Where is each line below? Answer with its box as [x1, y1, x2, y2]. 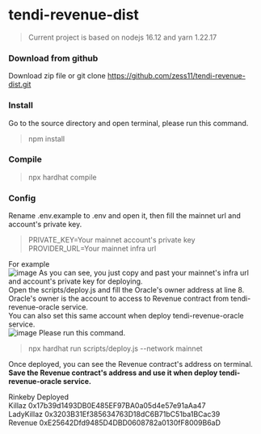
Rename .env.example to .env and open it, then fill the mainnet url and [8, 211, 241, 221]
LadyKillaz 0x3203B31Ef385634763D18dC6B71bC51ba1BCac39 [8, 410, 221, 419]
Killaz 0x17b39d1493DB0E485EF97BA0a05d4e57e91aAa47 [8, 401, 206, 411]
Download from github [8, 53, 99, 64]
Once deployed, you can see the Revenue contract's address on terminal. [8, 360, 253, 369]
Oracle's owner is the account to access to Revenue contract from [8, 293, 229, 304]
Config [8, 192, 36, 204]
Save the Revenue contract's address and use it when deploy [8, 368, 218, 377]
